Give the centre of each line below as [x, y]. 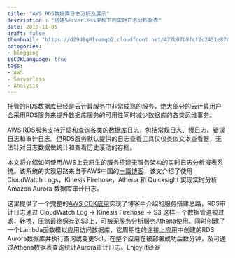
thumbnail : [23, 40]
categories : [24, 46]
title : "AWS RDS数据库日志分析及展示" [58, 14]
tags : [15, 66]
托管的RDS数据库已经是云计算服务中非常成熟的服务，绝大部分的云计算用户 [115, 107]
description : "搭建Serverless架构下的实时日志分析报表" [85, 20]
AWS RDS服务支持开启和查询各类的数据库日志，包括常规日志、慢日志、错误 [116, 130]
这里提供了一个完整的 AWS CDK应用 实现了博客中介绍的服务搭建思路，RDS [114, 203]
